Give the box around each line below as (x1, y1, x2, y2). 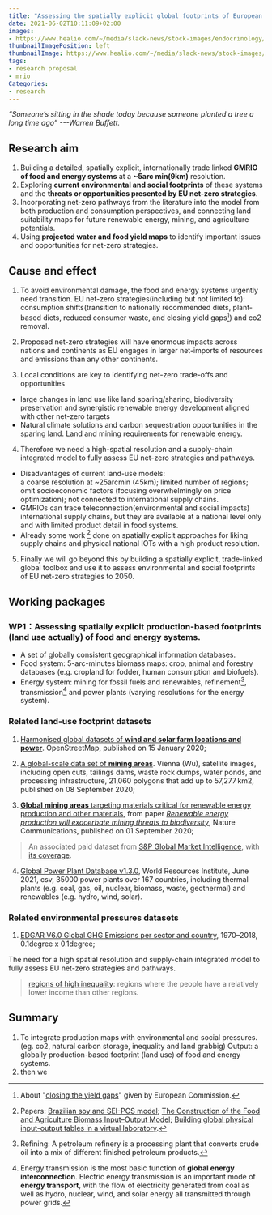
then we (19, 1067, 48, 1076)
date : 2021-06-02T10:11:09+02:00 (8, 19, 121, 28)
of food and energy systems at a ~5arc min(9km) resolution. (19, 172, 226, 181)
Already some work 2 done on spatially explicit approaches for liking (19, 528, 249, 539)
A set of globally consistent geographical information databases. (19, 650, 236, 659)
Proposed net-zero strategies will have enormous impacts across (19, 337, 238, 347)
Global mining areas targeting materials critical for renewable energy (19, 799, 252, 810)
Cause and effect (8, 264, 97, 278)
